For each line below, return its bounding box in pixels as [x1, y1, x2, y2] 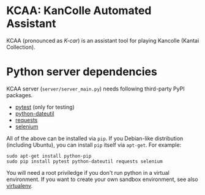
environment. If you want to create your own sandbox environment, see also [6, 175, 198, 183]
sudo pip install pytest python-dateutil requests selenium [6, 158, 163, 164]
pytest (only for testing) [15, 103, 75, 111]
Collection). [6, 43, 35, 51]
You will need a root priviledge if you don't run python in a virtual [6, 169, 170, 176]
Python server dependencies [6, 65, 157, 79]
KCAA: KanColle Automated [6, 4, 152, 18]
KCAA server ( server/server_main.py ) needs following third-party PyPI [6, 85, 185, 92]
